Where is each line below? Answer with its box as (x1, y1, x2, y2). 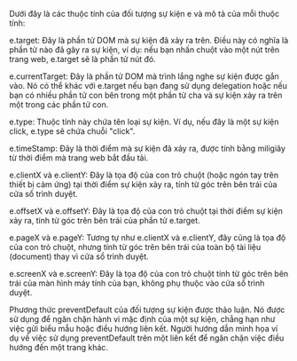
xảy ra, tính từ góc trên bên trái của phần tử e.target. (9, 216, 201, 225)
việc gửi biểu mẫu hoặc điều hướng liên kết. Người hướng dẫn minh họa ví (9, 324, 278, 334)
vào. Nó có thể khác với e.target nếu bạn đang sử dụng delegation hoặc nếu (9, 81, 288, 90)
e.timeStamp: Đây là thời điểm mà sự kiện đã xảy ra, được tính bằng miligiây (9, 143, 286, 153)
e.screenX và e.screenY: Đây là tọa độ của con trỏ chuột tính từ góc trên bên (9, 269, 289, 279)
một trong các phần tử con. (9, 99, 109, 110)
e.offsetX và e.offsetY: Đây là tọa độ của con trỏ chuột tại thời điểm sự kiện (9, 206, 284, 216)
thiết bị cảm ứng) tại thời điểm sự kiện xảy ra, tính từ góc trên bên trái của (9, 179, 277, 190)
